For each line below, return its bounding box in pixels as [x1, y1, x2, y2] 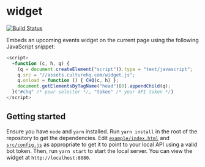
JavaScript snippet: [6, 43, 56, 50]
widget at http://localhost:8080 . [6, 154, 91, 161]
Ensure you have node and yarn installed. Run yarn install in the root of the [6, 127, 198, 135]
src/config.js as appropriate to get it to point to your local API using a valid [6, 141, 198, 148]
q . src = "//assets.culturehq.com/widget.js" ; [17, 72, 136, 78]
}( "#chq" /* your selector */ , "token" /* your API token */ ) [12, 89, 174, 95]
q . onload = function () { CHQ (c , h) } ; [17, 78, 119, 84]
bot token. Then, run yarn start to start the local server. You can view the [6, 147, 193, 154]
